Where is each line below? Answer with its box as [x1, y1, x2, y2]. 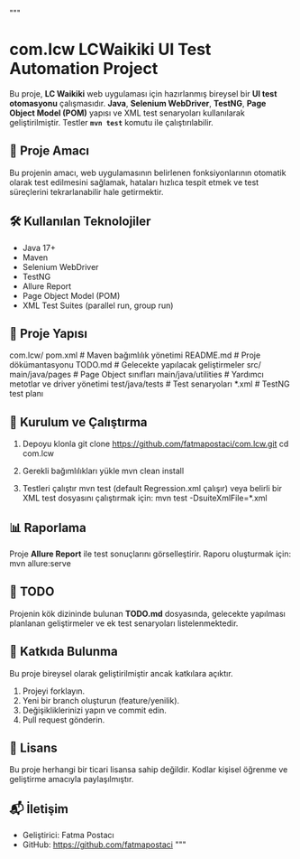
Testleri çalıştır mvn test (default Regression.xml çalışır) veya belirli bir [22, 483, 282, 494]
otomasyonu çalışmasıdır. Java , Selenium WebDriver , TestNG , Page [9, 98, 267, 108]
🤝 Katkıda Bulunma [9, 644, 119, 659]
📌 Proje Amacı [9, 144, 90, 159]
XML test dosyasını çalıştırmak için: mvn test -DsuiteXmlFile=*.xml [22, 492, 268, 504]
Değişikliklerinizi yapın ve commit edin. [22, 705, 167, 715]
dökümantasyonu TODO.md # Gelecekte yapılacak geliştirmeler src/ [9, 359, 261, 370]
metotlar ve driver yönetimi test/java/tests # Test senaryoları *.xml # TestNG [9, 378, 290, 389]
